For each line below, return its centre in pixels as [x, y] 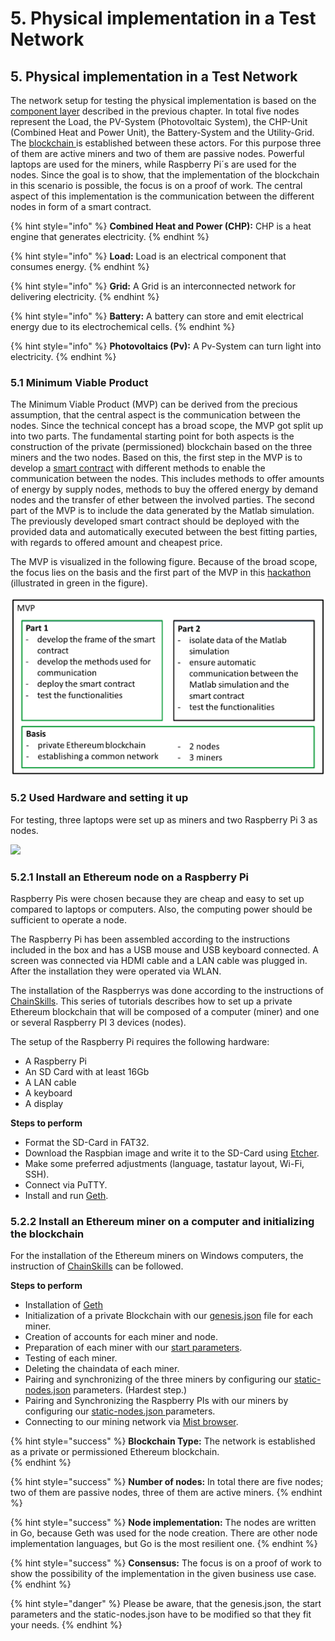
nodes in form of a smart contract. [81, 206]
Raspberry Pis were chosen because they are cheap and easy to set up [157, 899]
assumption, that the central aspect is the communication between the [155, 415]
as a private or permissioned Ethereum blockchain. [115, 1452]
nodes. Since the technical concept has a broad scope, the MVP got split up [167, 426]
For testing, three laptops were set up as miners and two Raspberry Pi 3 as [164, 819]
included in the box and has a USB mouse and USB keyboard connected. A [164, 950]
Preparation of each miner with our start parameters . [133, 1348]
